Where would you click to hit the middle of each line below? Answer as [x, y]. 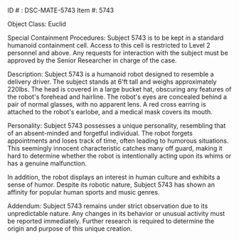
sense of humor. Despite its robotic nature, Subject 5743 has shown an [111, 185]
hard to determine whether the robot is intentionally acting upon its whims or [119, 156]
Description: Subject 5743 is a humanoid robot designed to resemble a [111, 74]
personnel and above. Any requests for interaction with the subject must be [118, 53]
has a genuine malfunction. [47, 163]
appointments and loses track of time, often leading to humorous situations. [118, 141]
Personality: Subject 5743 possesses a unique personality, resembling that [117, 126]
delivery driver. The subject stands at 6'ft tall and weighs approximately [112, 82]
